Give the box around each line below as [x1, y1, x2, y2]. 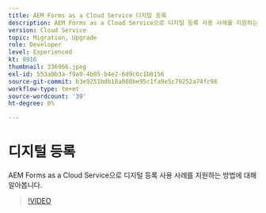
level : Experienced [8, 48, 73, 56]
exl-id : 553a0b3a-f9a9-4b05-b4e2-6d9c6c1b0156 [8, 70, 165, 78]
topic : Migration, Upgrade [8, 33, 97, 42]
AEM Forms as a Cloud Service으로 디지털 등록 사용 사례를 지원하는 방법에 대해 [8, 170, 257, 180]
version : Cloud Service [8, 26, 87, 34]
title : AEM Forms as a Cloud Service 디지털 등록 [8, 11, 167, 20]
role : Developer [8, 41, 62, 49]
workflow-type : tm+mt [8, 84, 80, 93]
